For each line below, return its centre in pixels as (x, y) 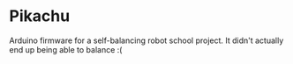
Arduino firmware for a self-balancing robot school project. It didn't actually (146, 40)
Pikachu (40, 16)
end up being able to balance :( (66, 49)
